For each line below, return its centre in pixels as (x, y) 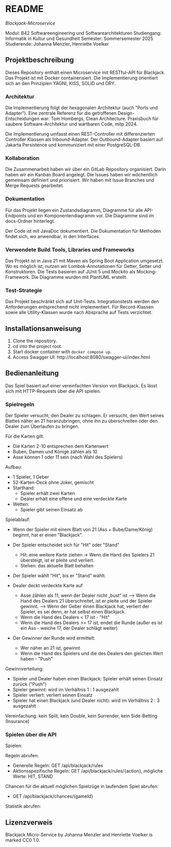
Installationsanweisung (43, 328)
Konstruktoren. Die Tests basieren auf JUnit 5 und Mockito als (70, 272)
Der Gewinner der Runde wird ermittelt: (54, 638)
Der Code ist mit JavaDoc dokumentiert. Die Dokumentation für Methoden (83, 231)
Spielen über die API (31, 735)
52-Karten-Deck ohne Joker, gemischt (53, 483)
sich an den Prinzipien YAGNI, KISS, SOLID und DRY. (60, 83)
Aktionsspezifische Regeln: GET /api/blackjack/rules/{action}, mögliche (88, 771)
